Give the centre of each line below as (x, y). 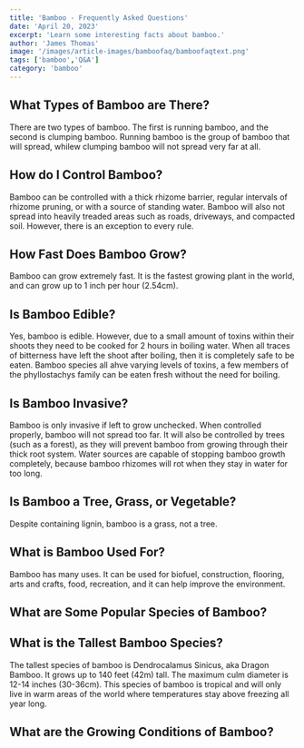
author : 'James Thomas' (54, 43)
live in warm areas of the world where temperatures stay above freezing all (149, 694)
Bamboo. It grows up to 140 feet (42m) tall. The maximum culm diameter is (149, 674)
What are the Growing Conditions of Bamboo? (142, 732)
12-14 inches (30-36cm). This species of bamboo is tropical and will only (146, 684)
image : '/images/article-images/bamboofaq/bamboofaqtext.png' (129, 52)
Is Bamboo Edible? (63, 314)
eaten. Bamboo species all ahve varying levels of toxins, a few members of (149, 365)
